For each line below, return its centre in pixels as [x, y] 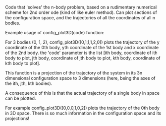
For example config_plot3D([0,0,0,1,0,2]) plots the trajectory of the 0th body [83, 108]
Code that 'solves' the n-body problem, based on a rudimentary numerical [81, 7]
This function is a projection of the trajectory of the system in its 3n [74, 73]
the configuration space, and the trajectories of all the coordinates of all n [80, 18]
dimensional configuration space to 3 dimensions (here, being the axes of [80, 78]
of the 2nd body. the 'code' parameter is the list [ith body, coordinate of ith [81, 53]
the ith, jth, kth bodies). [29, 83]
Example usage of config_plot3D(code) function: [55, 32]
